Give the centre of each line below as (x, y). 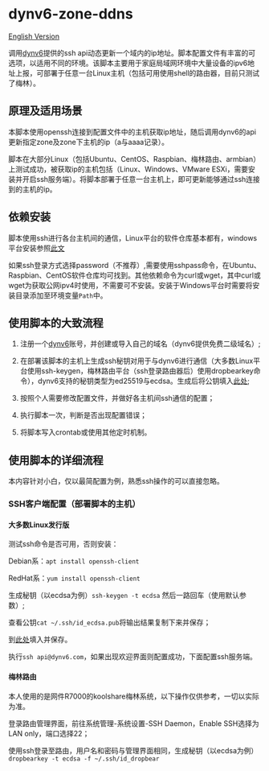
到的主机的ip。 (33, 189)
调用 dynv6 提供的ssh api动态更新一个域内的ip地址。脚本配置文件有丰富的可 (132, 52)
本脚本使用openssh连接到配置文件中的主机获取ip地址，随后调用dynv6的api (132, 132)
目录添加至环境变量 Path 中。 (61, 295)
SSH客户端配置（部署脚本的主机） (74, 504)
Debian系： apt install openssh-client (74, 561)
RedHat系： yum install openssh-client (74, 578)
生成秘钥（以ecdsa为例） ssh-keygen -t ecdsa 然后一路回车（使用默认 (124, 596)
